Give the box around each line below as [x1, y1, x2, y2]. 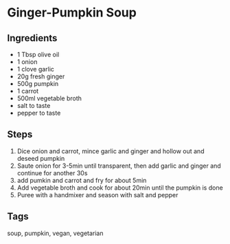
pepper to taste [16, 109, 61, 117]
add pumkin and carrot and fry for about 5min [16, 176, 147, 184]
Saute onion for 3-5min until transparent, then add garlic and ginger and [16, 162, 221, 170]
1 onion [16, 58, 38, 66]
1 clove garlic [16, 65, 55, 73]
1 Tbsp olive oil [16, 50, 60, 58]
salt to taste [16, 102, 51, 109]
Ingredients [7, 32, 58, 44]
